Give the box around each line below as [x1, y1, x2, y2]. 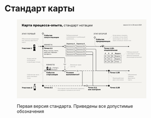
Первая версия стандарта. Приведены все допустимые [17, 103, 133, 109]
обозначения [17, 108, 44, 115]
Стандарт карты [4, 3, 75, 14]
